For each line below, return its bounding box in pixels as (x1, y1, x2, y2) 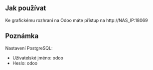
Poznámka (5, 32, 39, 40)
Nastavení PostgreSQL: (5, 45, 53, 51)
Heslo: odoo (12, 60, 38, 66)
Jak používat (5, 4, 46, 12)
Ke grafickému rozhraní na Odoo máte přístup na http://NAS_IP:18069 (5, 17, 148, 23)
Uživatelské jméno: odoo (12, 54, 64, 60)
